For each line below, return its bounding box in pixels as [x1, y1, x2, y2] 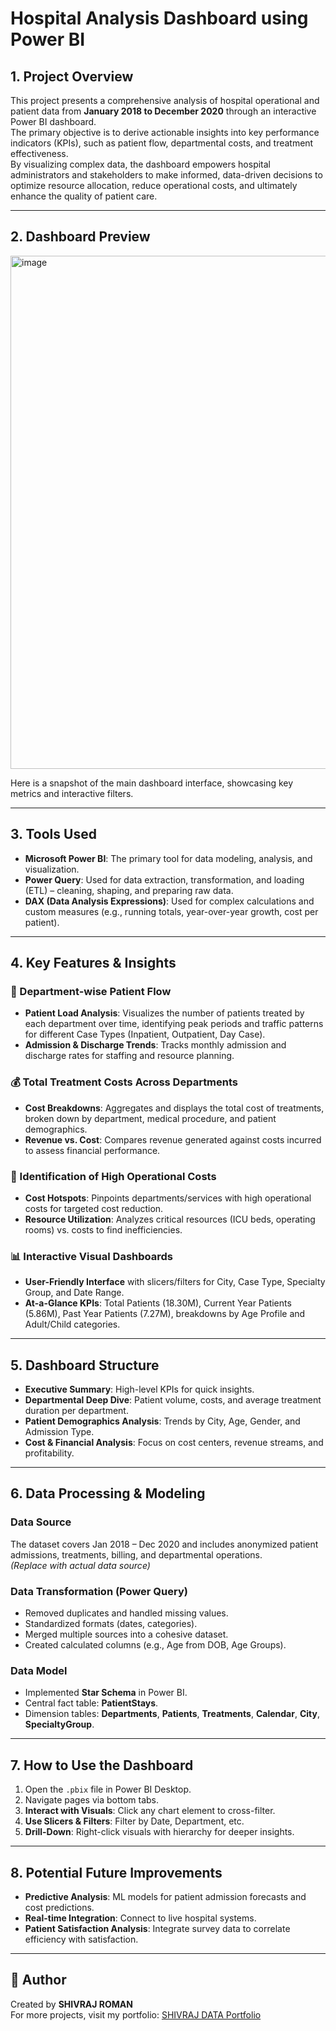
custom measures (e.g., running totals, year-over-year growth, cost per [24, 905, 319, 917]
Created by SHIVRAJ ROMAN [10, 1998, 133, 2010]
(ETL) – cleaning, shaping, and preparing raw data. [24, 884, 234, 896]
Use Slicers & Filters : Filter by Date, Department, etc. [24, 1815, 245, 1827]
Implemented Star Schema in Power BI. [24, 1687, 188, 1699]
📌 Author [10, 1972, 67, 1989]
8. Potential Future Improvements [10, 1864, 223, 1881]
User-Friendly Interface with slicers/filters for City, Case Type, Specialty [24, 1276, 326, 1288]
